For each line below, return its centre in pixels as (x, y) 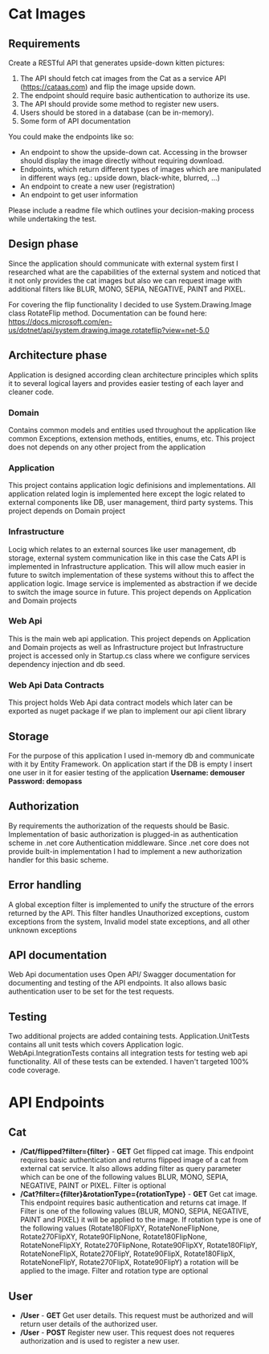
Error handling (45, 885)
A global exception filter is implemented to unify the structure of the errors (131, 905)
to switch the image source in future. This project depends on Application (130, 592)
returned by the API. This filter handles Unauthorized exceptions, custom (129, 913)
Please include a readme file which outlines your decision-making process (131, 210)
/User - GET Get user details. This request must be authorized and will (137, 1315)
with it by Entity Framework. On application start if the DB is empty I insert (130, 764)
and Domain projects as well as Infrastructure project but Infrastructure (126, 647)
